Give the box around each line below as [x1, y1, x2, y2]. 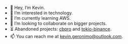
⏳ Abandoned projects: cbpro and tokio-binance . [10, 26, 112, 32]
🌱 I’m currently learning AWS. [10, 15, 71, 21]
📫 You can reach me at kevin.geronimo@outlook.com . [10, 34, 123, 39]
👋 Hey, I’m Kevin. [10, 5, 45, 10]
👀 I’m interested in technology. [10, 10, 73, 16]
